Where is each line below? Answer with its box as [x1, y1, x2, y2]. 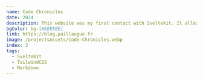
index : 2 [6, 43, 28, 49]
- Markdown [11, 64, 39, 71]
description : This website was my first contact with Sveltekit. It [6, 20, 182, 26]
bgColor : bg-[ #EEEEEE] [6, 25, 63, 32]
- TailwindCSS [11, 59, 47, 65]
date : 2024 [6, 14, 34, 20]
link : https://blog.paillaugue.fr [6, 31, 94, 37]
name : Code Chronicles [6, 8, 63, 15]
